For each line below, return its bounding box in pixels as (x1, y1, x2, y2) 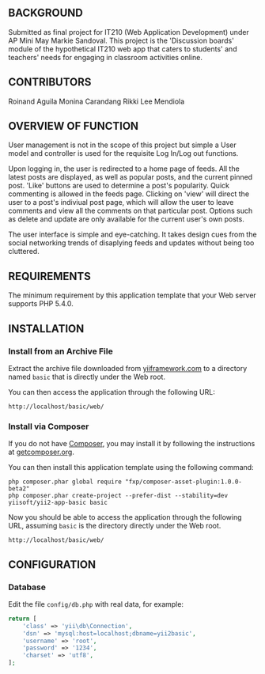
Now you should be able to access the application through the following (8, 513, 243, 522)
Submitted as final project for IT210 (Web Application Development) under (8, 27, 249, 36)
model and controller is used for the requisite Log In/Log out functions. (8, 149, 239, 158)
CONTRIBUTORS (8, 75, 92, 89)
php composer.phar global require (8, 478, 123, 486)
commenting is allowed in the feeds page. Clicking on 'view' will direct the (8, 189, 250, 199)
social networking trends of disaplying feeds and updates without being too (8, 238, 255, 248)
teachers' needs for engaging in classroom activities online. (8, 52, 203, 62)
